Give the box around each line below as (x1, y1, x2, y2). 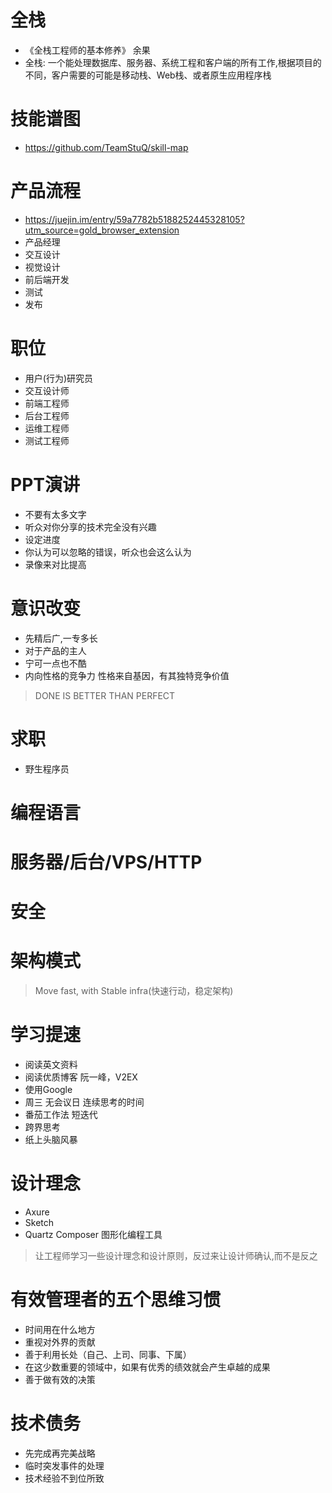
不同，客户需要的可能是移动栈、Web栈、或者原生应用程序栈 (24, 69, 272, 81)
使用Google (24, 1084, 73, 1095)
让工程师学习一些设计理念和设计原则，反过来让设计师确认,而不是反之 (34, 1249, 318, 1261)
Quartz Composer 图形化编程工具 (24, 1228, 163, 1240)
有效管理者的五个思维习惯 (10, 1289, 222, 1311)
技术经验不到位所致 (24, 1472, 105, 1484)
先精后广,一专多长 (24, 632, 98, 644)
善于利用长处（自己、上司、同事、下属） (24, 1348, 192, 1360)
